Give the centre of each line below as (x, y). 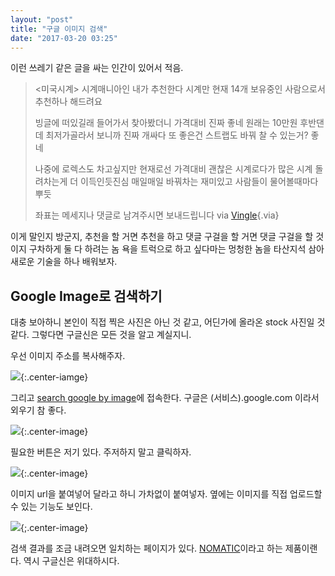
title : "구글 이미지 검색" (59, 29)
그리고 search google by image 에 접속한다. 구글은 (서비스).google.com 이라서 (165, 398)
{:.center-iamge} (54, 377)
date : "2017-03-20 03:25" (64, 38)
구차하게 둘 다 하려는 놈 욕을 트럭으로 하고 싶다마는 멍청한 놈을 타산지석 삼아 (176, 249)
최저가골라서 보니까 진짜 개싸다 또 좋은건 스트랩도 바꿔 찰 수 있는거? (177, 135)
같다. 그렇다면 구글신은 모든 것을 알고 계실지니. (101, 335)
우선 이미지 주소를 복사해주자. (68, 356)
